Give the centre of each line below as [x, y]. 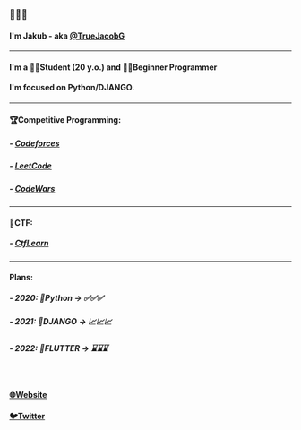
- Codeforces [34, 143]
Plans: [21, 278]
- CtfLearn [29, 243]
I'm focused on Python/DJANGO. [72, 88]
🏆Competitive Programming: [65, 119]
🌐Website [28, 394]
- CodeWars [32, 188]
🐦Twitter [27, 417]
